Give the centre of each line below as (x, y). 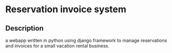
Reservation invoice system (66, 9)
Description (24, 28)
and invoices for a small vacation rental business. (57, 46)
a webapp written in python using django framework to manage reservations (86, 40)
